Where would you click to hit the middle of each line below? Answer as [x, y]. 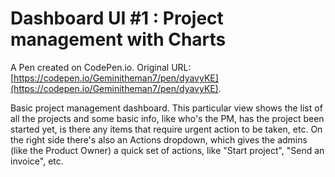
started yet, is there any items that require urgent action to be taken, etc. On [166, 129]
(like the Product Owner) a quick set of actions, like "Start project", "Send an [167, 150]
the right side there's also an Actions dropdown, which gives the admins [159, 139]
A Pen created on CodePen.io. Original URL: [101, 67]
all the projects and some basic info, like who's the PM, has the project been [167, 118]
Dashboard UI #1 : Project [117, 18]
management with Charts [118, 39]
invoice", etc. [37, 161]
